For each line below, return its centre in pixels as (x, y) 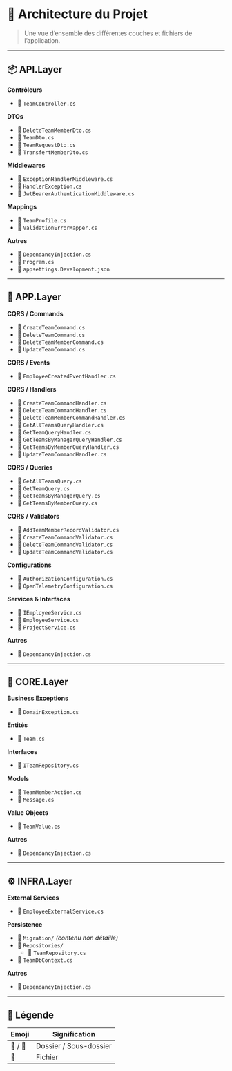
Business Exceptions (38, 698)
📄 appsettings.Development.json (64, 269)
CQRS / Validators (33, 516)
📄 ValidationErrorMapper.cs (57, 227)
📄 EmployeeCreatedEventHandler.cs (66, 376)
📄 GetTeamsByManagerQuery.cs (59, 495)
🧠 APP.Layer (34, 297)
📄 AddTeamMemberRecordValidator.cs (68, 529)
